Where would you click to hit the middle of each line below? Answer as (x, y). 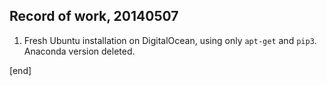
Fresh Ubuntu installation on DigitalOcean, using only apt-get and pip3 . (170, 40)
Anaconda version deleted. (79, 51)
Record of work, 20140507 (94, 16)
